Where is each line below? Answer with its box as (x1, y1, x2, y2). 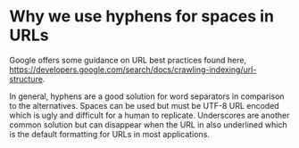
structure (9, 73, 43, 84)
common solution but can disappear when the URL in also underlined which (9, 119, 287, 130)
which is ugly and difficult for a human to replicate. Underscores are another (9, 110, 290, 120)
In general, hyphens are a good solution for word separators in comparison (9, 91, 285, 102)
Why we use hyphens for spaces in (9, 6, 275, 27)
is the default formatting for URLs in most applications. (9, 128, 210, 139)
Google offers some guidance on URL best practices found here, (9, 54, 247, 65)
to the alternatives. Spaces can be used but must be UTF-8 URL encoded (9, 100, 279, 111)
